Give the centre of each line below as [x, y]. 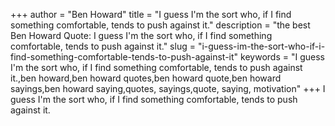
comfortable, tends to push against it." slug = [103, 46]
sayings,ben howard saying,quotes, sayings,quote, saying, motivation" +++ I [168, 88]
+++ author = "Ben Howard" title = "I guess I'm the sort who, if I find [151, 14]
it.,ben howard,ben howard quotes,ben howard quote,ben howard [146, 78]
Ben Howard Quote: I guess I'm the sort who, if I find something [141, 35]
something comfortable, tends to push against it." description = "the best [160, 25]
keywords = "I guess [282, 57]
